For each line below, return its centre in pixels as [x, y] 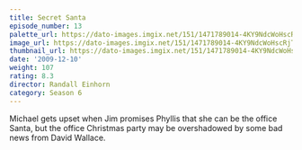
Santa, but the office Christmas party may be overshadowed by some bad [146, 128]
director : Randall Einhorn [60, 84]
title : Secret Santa [48, 18]
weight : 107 [31, 68]
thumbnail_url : [38, 51]
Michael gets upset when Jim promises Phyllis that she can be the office [143, 119]
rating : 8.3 [31, 76]
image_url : [30, 43]
